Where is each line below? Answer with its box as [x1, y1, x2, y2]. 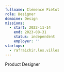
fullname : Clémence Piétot [5, 7, 60, 12]
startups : [5, 43, 25, 48]
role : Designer [5, 12, 36, 17]
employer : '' [14, 39, 40, 44]
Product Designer [5, 61, 40, 67]
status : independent [14, 35, 55, 39]
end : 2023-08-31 [14, 30, 47, 35]
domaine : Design [5, 16, 38, 21]
